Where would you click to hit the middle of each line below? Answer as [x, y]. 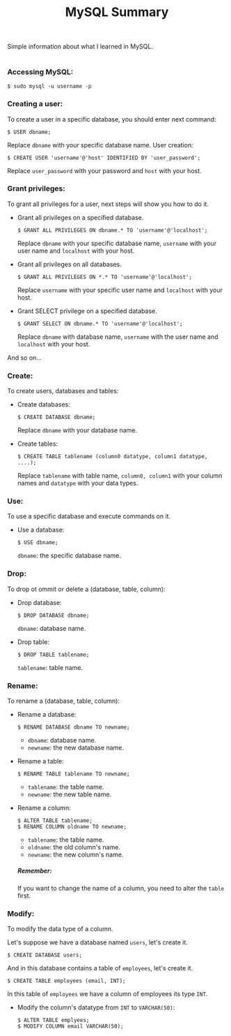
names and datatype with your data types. [78, 483]
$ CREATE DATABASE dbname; [56, 417]
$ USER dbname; [29, 132]
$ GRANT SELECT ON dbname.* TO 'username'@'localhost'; [100, 323]
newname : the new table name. [70, 794]
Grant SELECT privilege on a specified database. [87, 311]
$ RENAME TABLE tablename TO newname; [73, 774]
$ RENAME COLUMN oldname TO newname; [72, 827]
